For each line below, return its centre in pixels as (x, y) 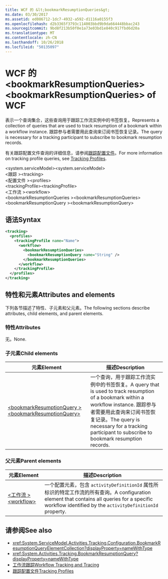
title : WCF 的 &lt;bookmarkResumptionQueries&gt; (57, 10)
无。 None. (16, 339)
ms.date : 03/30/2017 (27, 14)
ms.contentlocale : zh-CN (31, 38)
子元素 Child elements (32, 353)
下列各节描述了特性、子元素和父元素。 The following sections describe (77, 307)
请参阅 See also (29, 530)
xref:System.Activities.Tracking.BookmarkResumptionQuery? (75, 553)
